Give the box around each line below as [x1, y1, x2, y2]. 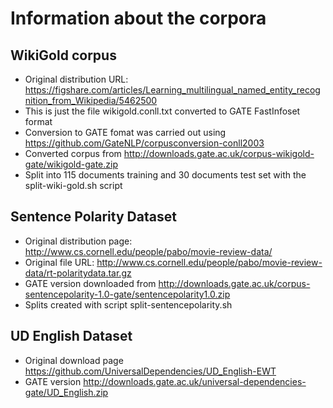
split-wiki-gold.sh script [24, 180, 123, 191]
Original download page [24, 354, 124, 366]
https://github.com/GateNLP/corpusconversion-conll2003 [24, 137, 265, 149]
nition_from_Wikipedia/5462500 [24, 95, 158, 106]
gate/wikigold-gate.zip [24, 158, 118, 170]
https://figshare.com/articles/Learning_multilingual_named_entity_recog [24, 84, 321, 96]
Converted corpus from [24, 148, 122, 159]
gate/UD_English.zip [24, 386, 109, 398]
